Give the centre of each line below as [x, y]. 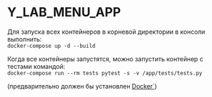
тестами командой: [36, 66]
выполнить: [25, 39]
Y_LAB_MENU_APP [64, 12]
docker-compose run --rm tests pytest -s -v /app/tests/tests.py [105, 73]
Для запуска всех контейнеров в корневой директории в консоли [106, 32]
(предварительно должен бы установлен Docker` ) [82, 86]
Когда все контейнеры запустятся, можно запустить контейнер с [105, 59]
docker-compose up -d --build [52, 46]
